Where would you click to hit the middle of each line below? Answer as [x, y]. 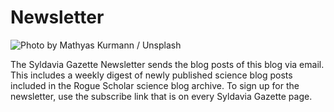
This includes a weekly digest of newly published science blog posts [151, 75]
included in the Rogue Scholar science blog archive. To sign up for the [155, 85]
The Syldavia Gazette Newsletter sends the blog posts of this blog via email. [167, 64]
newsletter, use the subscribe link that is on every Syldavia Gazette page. [161, 96]
